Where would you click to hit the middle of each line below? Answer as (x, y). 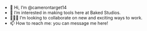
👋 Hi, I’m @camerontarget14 (38, 8)
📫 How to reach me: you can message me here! (59, 23)
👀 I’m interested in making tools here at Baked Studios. (65, 13)
